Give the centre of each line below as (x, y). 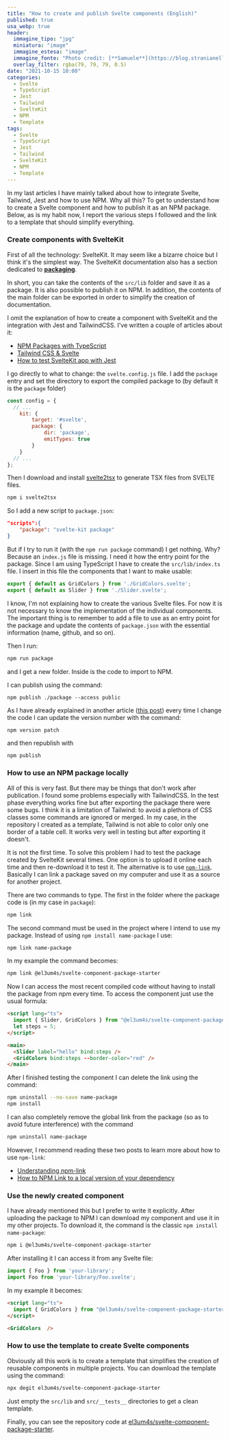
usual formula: (27, 1001)
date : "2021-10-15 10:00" (44, 71)
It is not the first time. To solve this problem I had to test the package (104, 852)
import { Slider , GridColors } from (65, 1020)
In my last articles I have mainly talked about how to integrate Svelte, (104, 192)
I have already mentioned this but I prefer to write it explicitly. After (101, 1211)
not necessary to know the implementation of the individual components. (110, 610)
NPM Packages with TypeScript (62, 346)
